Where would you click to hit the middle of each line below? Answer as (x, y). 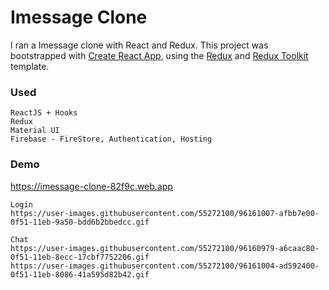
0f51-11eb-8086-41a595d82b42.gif (80, 274)
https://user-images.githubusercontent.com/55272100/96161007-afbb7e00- (165, 213)
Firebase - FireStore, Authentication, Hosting (111, 139)
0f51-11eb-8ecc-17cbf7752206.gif (80, 257)
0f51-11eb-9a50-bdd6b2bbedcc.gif (80, 222)
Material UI (35, 131)
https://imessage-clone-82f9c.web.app (91, 186)
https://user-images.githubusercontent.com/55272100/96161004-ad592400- (165, 266)
